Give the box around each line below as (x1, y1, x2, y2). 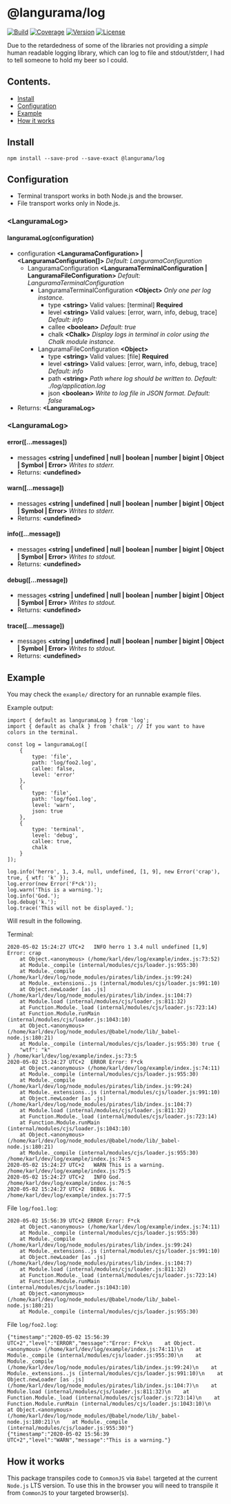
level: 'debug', (32, 832, 79, 839)
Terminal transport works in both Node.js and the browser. (17, 192, 183, 200)
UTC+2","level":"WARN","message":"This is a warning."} (7, 1437, 171, 1444)
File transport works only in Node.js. (17, 199, 121, 208)
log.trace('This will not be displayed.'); (7, 905, 134, 912)
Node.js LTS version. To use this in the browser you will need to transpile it (7, 1481, 219, 1489)
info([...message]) (7, 529, 61, 538)
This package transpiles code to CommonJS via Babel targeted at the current (7, 1474, 218, 1483)
